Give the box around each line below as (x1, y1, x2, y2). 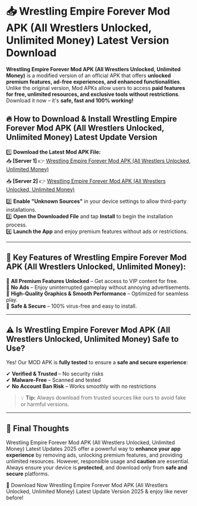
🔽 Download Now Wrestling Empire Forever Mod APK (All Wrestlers (6, 482, 168, 489)
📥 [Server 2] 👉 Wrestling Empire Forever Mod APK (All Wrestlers (6, 177, 166, 184)
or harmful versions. (20, 401, 69, 408)
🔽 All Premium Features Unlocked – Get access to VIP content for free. (6, 277, 179, 284)
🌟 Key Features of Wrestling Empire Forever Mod (6, 252, 187, 262)
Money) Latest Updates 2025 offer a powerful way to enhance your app (6, 445, 181, 452)
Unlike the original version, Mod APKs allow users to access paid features (6, 84, 186, 91)
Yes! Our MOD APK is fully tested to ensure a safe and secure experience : (6, 359, 188, 366)
